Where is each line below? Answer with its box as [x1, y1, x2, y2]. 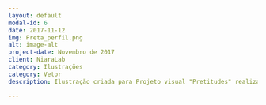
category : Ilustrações [8, 63, 83, 71]
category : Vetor [8, 70, 62, 78]
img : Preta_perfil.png [8, 33, 83, 42]
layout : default [8, 11, 62, 20]
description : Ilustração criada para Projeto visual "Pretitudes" [8, 77, 232, 85]
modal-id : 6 [8, 19, 47, 27]
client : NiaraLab [8, 56, 66, 64]
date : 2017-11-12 [8, 26, 66, 34]
